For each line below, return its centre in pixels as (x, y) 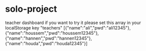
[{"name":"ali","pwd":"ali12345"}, (97, 27)
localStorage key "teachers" (34, 27)
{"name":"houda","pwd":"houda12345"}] (46, 43)
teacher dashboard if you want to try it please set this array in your (73, 23)
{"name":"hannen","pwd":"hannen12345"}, (49, 38)
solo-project (31, 9)
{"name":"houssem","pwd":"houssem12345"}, (52, 33)
